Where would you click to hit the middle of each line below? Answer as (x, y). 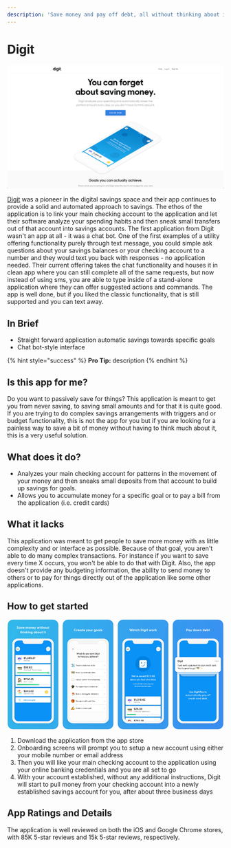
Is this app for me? (47, 382)
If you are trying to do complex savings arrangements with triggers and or (112, 413)
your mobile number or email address (70, 755)
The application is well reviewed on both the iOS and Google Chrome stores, (115, 829)
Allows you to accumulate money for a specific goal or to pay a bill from (119, 495)
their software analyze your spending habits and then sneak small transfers (114, 221)
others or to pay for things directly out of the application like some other (109, 577)
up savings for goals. (47, 488)
